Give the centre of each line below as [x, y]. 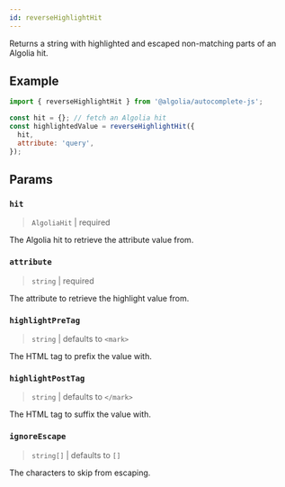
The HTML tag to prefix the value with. [81, 356]
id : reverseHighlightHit [56, 18]
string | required [62, 281]
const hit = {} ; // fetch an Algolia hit [88, 118]
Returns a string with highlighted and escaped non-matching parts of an [143, 43]
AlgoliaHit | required [71, 222]
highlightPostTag [47, 378]
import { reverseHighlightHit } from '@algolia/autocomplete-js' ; [136, 102]
